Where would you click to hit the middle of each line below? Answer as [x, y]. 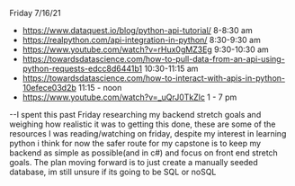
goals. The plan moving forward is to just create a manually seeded [134, 162]
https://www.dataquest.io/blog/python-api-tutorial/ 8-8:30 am [138, 30]
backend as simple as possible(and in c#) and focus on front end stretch [144, 153]
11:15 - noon [100, 88]
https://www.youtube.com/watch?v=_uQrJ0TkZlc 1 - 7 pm [130, 97]
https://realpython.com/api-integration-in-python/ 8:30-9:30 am [141, 40]
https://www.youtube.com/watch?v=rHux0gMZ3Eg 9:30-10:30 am [146, 49]
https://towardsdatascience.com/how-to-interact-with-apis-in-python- [154, 78]
